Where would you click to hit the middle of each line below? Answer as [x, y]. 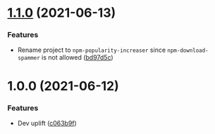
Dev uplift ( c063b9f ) [47, 123]
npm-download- [188, 51]
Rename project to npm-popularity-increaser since [92, 50]
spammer [29, 58]
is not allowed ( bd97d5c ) [78, 58]
